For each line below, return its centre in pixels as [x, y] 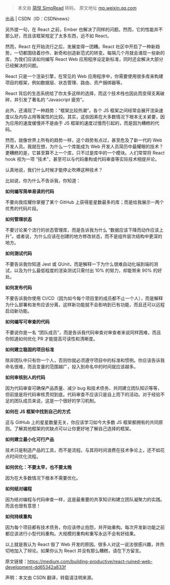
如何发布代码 [18, 287]
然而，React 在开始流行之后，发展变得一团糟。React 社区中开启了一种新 [80, 47]
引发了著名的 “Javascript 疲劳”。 [53, 100]
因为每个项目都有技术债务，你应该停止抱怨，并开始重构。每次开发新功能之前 [85, 527]
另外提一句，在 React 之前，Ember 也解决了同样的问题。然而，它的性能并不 [84, 29]
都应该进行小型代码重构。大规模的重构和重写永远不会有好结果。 [72, 534]
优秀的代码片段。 [23, 208]
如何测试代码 [18, 253]
